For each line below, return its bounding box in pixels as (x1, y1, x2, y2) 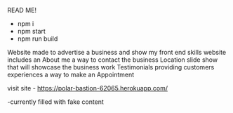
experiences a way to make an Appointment (7, 70, 135, 79)
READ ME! (7, 6, 37, 14)
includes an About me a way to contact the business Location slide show (7, 55, 218, 64)
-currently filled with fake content (7, 98, 104, 106)
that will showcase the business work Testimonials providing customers (7, 63, 215, 71)
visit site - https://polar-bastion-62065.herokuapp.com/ (7, 84, 168, 92)
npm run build (17, 34, 58, 43)
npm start (17, 27, 46, 35)
